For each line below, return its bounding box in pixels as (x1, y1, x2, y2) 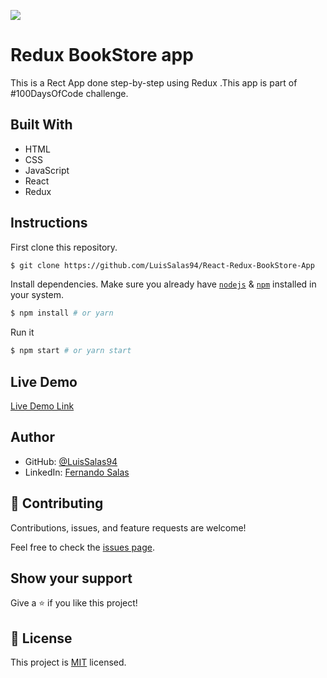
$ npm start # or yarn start (10, 346, 132, 356)
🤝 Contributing (10, 495, 104, 512)
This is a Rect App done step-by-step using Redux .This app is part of (10, 76, 298, 89)
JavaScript (24, 164, 70, 176)
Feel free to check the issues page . (10, 541, 155, 553)
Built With (10, 116, 73, 134)
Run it (10, 326, 35, 339)
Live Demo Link (10, 400, 75, 412)
